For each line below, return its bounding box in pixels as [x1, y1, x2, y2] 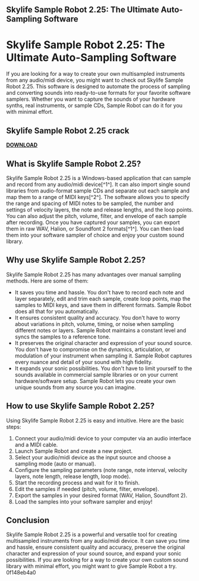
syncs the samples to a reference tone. [14, 333, 111, 340]
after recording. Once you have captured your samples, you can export [6, 219, 180, 226]
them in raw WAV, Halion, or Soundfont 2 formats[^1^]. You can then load [6, 225, 184, 232]
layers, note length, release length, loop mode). [14, 473, 131, 480]
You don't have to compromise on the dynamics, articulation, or [14, 346, 170, 353]
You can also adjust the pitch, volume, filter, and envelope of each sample [6, 212, 187, 219]
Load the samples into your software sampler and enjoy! [14, 498, 153, 505]
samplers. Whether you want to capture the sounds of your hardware [6, 95, 175, 103]
